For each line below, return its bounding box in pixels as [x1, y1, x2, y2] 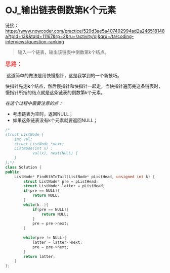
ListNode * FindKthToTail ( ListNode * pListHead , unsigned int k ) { [14, 174, 155, 179]
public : [5, 170, 22, 175]
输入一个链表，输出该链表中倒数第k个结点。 [17, 49, 109, 55]
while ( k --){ [23, 202, 49, 207]
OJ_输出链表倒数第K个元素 [5, 5, 116, 16]
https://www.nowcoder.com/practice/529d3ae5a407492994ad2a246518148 [5, 28, 165, 34]
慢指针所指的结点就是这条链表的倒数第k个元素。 [5, 89, 105, 95]
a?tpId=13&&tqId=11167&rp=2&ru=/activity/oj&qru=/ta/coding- [5, 33, 134, 39]
